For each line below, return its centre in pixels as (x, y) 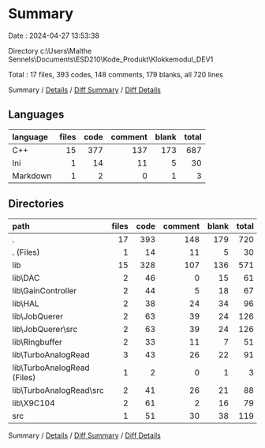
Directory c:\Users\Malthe (50, 50)
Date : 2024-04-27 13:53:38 (54, 35)
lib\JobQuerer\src (45, 329)
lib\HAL (26, 303)
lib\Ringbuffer (37, 342)
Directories (36, 204)
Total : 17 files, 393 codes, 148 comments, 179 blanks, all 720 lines (116, 74)
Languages (36, 115)
